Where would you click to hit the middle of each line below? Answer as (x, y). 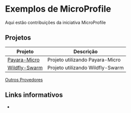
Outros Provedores (24, 79)
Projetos (18, 38)
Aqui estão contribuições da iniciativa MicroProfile (56, 22)
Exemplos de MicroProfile (58, 9)
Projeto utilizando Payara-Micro (84, 59)
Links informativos (34, 95)
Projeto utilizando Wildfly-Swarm (86, 68)
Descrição (85, 51)
